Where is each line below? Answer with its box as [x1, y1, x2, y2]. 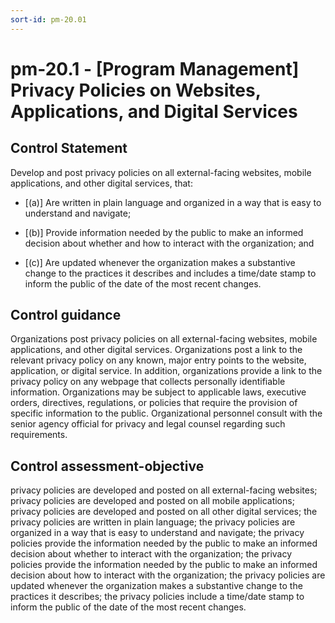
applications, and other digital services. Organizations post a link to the [10, 344, 303, 356]
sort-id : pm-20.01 [10, 14, 87, 25]
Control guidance [10, 307, 122, 324]
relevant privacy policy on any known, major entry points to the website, [10, 354, 307, 366]
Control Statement [10, 140, 128, 157]
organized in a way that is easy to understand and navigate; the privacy [10, 527, 305, 539]
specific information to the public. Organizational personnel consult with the [10, 407, 323, 420]
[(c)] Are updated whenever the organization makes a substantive [24, 256, 296, 268]
